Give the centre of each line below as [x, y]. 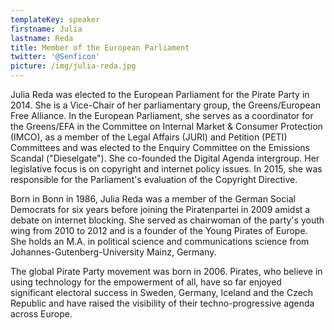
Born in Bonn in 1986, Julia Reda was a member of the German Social [153, 199]
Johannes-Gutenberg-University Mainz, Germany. [113, 252]
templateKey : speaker [55, 19]
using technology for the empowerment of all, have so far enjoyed [146, 282]
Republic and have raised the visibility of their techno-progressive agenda [162, 303]
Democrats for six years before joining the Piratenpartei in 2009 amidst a [160, 209]
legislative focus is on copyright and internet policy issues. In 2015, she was [166, 169]
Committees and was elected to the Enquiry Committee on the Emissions [160, 147]
